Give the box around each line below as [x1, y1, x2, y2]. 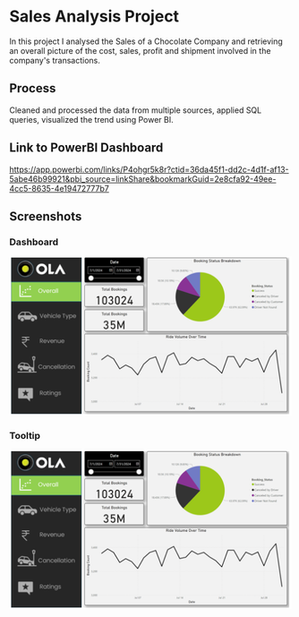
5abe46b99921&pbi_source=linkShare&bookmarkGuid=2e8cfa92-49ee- [9, 173, 277, 184]
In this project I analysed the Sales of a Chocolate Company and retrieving [9, 36, 284, 47]
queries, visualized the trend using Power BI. [9, 114, 175, 124]
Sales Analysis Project [9, 6, 180, 27]
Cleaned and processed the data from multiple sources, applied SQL [9, 105, 262, 116]
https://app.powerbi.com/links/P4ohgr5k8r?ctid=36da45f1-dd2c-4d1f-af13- [9, 164, 289, 175]
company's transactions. [9, 55, 100, 65]
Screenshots [9, 209, 82, 224]
